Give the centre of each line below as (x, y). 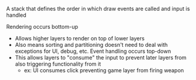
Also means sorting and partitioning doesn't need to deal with (91, 45)
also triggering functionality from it (58, 64)
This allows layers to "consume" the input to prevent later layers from (101, 57)
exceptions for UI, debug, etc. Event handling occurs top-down (93, 51)
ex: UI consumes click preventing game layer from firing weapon (104, 70)
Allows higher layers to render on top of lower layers (80, 38)
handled (17, 15)
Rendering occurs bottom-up (42, 27)
